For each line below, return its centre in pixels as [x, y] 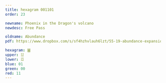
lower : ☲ [15, 59]
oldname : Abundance [25, 37]
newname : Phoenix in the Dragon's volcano [49, 23]
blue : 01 [14, 64]
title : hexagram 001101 [30, 10]
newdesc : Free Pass [25, 28]
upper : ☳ [15, 55]
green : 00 [15, 69]
